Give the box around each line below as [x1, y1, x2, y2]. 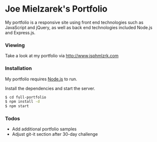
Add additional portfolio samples [12, 126, 77, 132]
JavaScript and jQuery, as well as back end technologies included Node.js [5, 24, 153, 30]
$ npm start [5, 104, 29, 109]
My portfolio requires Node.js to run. [5, 76, 77, 82]
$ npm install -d [5, 99, 40, 104]
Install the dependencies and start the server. [5, 85, 95, 91]
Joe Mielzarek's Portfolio [5, 3, 108, 15]
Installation [5, 65, 32, 72]
